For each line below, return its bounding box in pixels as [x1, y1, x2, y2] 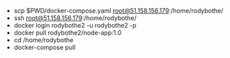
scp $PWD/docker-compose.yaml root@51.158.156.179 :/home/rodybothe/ [13, 7, 224, 14]
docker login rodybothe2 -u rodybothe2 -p [13, 21, 137, 29]
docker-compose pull [13, 43, 76, 51]
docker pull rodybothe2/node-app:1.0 [13, 28, 122, 37]
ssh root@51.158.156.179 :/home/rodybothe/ [13, 14, 137, 22]
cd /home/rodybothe [13, 36, 74, 44]
